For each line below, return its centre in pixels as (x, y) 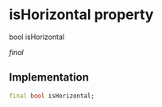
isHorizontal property (81, 15)
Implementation (49, 77)
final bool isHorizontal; (52, 96)
